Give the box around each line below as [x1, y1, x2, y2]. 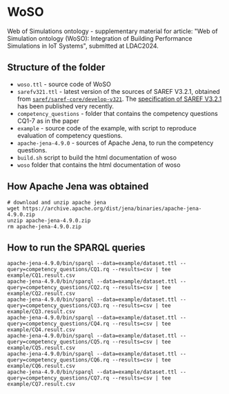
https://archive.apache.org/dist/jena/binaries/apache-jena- [22, 205, 202, 212]
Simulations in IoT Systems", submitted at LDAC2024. [7, 41, 159, 50]
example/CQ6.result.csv [7, 363, 76, 370]
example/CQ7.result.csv [7, 381, 76, 388]
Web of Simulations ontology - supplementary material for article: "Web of [7, 27, 219, 35]
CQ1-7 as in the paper [17, 117, 79, 125]
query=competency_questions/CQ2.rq [7, 284, 110, 291]
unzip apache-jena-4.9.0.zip [7, 217, 91, 224]
